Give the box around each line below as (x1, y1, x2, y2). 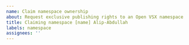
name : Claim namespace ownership (6, 8, 89, 15)
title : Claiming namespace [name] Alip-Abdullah (6, 19, 128, 25)
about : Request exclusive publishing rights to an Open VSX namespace (6, 14, 184, 20)
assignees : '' (6, 30, 41, 36)
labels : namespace (6, 25, 51, 31)
